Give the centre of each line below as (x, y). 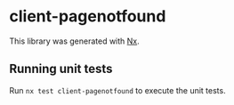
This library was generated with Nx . (74, 41)
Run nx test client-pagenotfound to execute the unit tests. (117, 90)
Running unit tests (61, 69)
